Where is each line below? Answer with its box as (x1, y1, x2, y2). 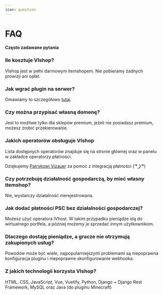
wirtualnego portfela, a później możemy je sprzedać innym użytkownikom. (5, 221, 155, 227)
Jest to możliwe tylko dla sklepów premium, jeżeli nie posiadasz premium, (5, 120, 154, 126)
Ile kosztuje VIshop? (5, 57, 55, 64)
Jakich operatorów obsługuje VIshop (5, 137, 94, 144)
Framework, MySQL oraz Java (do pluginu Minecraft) (5, 284, 112, 290)
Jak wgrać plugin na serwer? (5, 85, 75, 92)
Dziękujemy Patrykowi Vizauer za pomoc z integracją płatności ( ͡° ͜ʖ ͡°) (5, 163, 146, 169)
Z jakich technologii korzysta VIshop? (5, 268, 97, 274)
